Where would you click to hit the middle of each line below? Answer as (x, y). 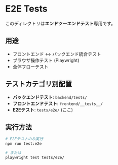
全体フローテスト (30, 67)
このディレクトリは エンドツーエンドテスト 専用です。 (60, 23)
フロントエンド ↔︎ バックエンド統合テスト (57, 54)
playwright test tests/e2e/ (35, 157)
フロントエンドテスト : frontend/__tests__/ (57, 103)
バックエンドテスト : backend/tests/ (50, 97)
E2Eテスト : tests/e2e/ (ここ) (43, 109)
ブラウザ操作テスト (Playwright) (46, 60)
